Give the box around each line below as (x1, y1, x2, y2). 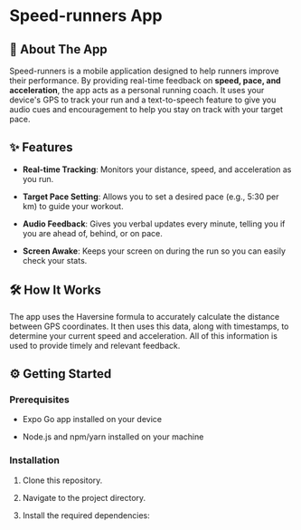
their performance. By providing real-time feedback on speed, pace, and (9, 75, 282, 86)
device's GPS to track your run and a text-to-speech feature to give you (9, 94, 277, 105)
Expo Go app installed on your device (22, 414, 163, 425)
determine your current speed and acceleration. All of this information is (9, 330, 278, 341)
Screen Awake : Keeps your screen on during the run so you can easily (22, 246, 287, 256)
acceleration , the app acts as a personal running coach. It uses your (9, 85, 265, 95)
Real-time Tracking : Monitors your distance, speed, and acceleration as (22, 164, 292, 175)
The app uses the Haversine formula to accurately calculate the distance (9, 311, 280, 322)
